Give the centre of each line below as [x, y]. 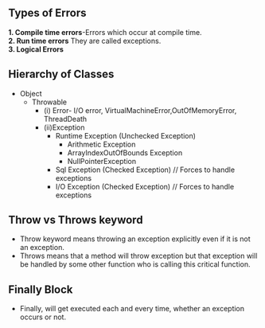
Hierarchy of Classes [61, 74]
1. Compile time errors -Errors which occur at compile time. [105, 32]
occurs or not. [43, 317]
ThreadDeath [65, 119]
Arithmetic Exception [101, 144]
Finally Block [41, 289]
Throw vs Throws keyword [76, 220]
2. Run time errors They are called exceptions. [85, 41]
